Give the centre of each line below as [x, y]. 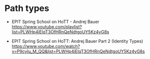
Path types [27, 8]
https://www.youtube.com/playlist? [47, 26]
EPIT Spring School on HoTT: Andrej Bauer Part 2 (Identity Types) [77, 41]
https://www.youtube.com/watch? [46, 46]
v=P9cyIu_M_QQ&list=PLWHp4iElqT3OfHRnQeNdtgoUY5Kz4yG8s [78, 51]
